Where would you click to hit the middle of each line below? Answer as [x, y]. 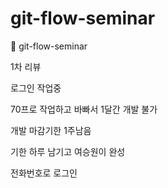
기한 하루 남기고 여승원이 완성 [68, 151]
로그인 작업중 [36, 88]
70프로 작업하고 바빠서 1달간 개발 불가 [84, 109]
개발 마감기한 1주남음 [51, 130]
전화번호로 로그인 [44, 173]
